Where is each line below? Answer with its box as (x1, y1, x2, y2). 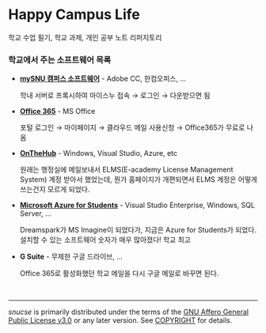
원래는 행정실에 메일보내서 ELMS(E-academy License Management (19, 165, 234, 175)
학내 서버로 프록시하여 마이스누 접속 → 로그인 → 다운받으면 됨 (19, 91, 211, 100)
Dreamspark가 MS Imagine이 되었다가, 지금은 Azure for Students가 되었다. (19, 225, 257, 235)
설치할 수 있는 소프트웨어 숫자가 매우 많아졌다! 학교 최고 (19, 235, 192, 244)
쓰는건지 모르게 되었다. (19, 184, 90, 195)
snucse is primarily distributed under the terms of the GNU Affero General (8, 307, 249, 317)
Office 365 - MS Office (19, 107, 96, 116)
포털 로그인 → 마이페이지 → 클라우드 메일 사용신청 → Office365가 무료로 (19, 123, 245, 132)
